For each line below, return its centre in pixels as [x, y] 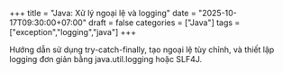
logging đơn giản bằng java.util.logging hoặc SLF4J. [106, 59]
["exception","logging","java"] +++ [73, 32]
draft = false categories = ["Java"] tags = [164, 23]
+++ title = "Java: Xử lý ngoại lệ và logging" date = [103, 13]
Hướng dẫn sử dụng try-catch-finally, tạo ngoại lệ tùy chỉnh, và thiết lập [142, 50]
